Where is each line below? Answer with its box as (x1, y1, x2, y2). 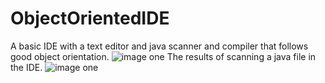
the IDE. (10, 61, 43, 73)
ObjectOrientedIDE (10, 7, 170, 30)
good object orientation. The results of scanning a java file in (10, 50, 317, 62)
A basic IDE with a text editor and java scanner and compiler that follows (10, 40, 309, 52)
